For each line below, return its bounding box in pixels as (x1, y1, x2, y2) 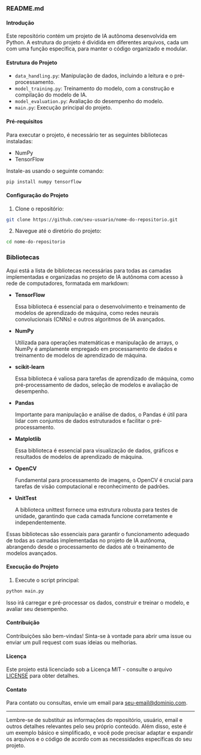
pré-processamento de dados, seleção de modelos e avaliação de (14, 381, 178, 388)
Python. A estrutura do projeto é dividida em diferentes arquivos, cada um (6, 39, 188, 46)
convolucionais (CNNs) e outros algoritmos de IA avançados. (14, 315, 166, 323)
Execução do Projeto (6, 563, 59, 570)
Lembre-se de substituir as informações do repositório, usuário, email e (6, 717, 183, 724)
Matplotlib (14, 435, 41, 442)
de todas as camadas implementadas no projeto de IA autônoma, (6, 537, 166, 544)
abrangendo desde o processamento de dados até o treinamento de (6, 543, 175, 550)
